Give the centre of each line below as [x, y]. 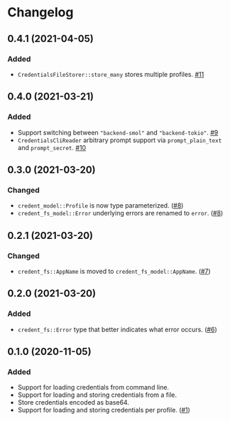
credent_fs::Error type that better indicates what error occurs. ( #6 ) [117, 329]
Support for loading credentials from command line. [93, 388]
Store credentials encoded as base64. [73, 403]
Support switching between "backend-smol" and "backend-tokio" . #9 [118, 132]
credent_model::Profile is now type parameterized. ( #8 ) [100, 206]
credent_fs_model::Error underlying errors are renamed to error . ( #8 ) [120, 213]
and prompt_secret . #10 [52, 147]
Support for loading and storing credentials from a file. [97, 395]
